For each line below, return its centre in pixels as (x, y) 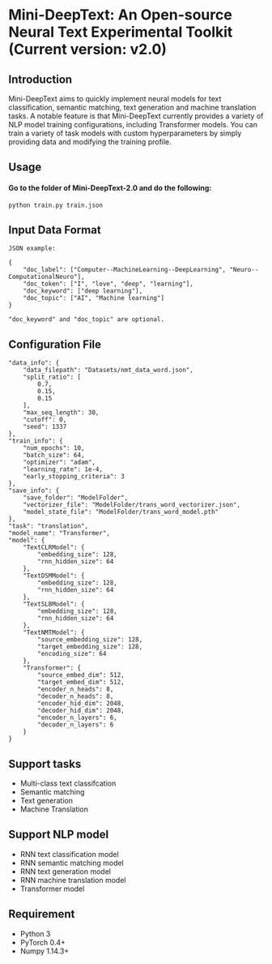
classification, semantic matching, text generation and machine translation (132, 107)
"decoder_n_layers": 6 (76, 725)
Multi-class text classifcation (68, 783)
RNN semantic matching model (72, 863)
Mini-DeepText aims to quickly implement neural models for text (115, 99)
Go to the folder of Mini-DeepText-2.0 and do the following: (110, 187)
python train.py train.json (56, 205)
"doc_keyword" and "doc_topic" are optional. (86, 319)
